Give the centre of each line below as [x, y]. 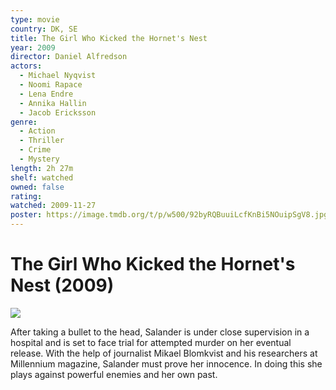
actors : [26, 66]
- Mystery [39, 159]
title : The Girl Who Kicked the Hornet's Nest [109, 38]
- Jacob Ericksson [58, 112]
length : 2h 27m [42, 168]
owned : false [37, 187]
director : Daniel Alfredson [69, 57]
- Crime [35, 150]
